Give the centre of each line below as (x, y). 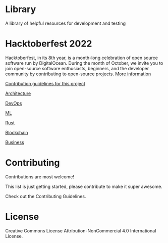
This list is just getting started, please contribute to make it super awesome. (84, 186)
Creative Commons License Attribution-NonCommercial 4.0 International (81, 230)
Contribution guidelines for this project (45, 83)
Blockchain (17, 132)
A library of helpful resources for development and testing (66, 23)
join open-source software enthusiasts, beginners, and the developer (77, 68)
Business (15, 142)
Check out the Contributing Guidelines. (46, 196)
